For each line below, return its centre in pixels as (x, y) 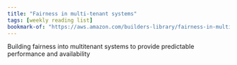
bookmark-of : (26, 27)
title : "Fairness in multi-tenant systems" (72, 14)
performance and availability (49, 54)
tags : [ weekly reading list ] (50, 20)
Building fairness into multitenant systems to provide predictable (101, 47)
